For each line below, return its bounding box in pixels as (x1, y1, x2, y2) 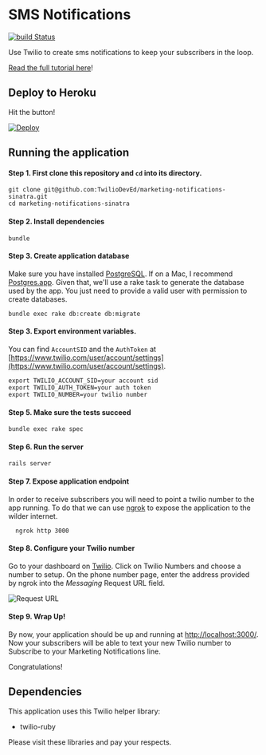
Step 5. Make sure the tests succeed (8, 407, 131, 417)
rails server (8, 460, 52, 468)
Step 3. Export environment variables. (8, 326, 137, 336)
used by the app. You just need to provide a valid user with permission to (8, 286, 248, 295)
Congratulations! (8, 662, 63, 671)
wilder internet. (8, 511, 58, 520)
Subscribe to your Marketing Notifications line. (8, 646, 161, 656)
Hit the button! (8, 107, 56, 117)
